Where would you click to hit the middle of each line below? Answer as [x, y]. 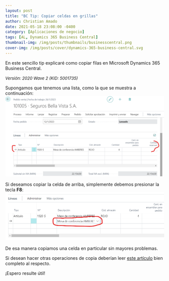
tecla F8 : [14, 190]
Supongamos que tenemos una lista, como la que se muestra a [71, 88]
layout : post [19, 11]
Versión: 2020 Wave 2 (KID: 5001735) [42, 78]
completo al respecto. [28, 264]
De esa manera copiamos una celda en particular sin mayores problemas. [81, 248]
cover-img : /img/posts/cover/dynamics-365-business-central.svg [74, 48]
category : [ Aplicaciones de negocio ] [45, 32]
